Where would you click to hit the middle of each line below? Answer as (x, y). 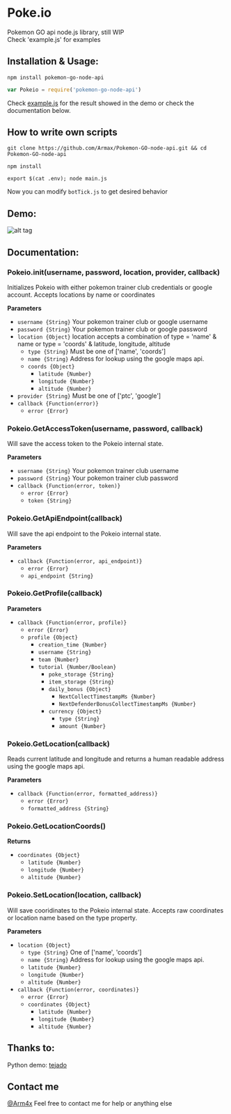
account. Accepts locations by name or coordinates (81, 295)
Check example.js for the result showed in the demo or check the (101, 103)
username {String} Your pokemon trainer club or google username (112, 321)
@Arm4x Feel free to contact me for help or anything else (90, 1104)
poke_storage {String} (81, 674)
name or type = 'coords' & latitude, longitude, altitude (94, 343)
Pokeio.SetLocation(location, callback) (74, 895)
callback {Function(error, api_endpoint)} (80, 561)
